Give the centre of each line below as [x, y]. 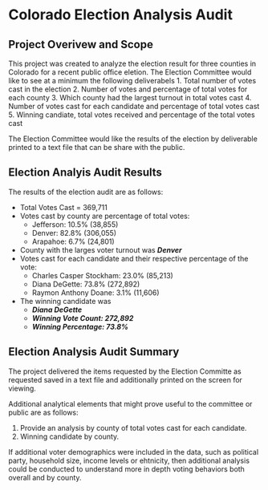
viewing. [22, 388]
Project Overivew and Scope [81, 45]
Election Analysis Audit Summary [94, 352]
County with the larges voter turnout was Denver [101, 249]
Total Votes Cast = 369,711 [64, 207]
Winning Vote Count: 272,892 [83, 318]
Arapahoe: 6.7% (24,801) [73, 241]
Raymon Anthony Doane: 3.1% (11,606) [95, 292]
